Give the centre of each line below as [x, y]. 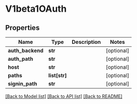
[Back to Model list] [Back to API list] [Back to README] [64, 96]
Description [86, 42]
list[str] [58, 75]
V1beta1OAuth [36, 9]
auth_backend [26, 50]
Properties [22, 28]
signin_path [22, 84]
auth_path [20, 59]
